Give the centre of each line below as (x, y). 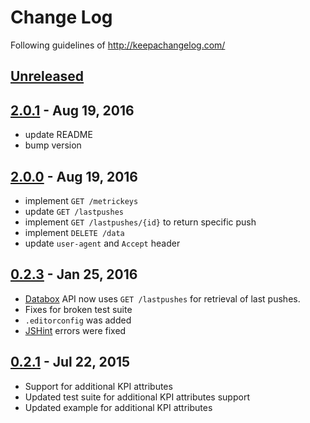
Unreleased (47, 76)
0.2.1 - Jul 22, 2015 (70, 362)
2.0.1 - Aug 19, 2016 (72, 110)
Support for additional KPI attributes (98, 386)
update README (58, 135)
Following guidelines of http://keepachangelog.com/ (118, 45)
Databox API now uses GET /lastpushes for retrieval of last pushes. (162, 298)
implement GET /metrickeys (81, 200)
